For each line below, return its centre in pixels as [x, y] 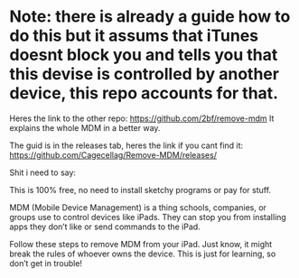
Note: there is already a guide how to [150, 17]
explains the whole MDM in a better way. [85, 127]
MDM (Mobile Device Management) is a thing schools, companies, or [138, 207]
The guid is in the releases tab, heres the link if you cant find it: [126, 145]
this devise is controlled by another [145, 74]
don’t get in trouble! [46, 263]
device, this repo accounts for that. [144, 93]
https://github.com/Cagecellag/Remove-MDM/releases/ [113, 154]
